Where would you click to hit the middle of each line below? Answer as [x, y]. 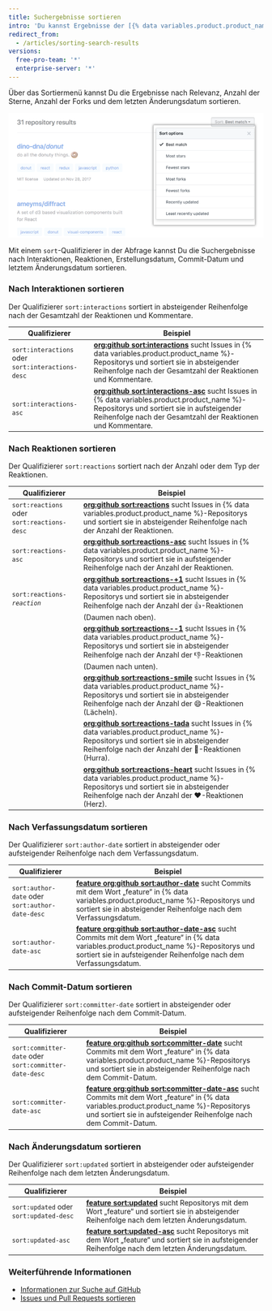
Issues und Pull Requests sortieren [78, 1298]
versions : [25, 52]
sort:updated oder [42, 1207]
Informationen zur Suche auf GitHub [81, 1289]
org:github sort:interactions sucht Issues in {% [173, 345]
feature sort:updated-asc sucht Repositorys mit [168, 1231]
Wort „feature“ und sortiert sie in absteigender [163, 1211]
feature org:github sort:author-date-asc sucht [156, 929]
